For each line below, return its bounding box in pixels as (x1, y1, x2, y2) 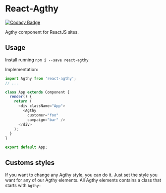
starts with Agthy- (5, 182, 41, 188)
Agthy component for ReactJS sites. (5, 29, 79, 35)
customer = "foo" (27, 112, 58, 117)
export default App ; (5, 145, 48, 150)
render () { (9, 94, 32, 99)
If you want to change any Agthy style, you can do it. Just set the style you (5, 172, 158, 178)
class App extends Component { (5, 90, 70, 95)
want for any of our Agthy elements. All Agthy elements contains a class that (5, 177, 162, 183)
